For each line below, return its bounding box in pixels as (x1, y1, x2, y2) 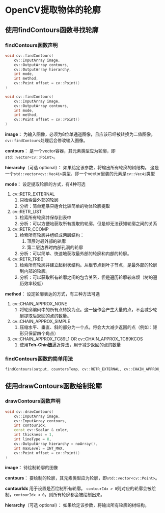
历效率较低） (19, 281, 46, 286)
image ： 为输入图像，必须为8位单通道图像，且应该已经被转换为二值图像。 (5, 131, 156, 137)
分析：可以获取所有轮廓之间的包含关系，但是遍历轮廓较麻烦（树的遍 (19, 274, 158, 280)
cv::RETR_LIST (12, 209, 42, 215)
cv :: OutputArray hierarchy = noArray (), (14, 441, 98, 446)
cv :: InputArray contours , (14, 418, 67, 423)
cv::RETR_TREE (12, 256, 43, 262)
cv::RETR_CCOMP (12, 226, 49, 232)
